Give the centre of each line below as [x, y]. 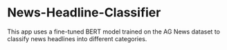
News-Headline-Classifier [84, 13]
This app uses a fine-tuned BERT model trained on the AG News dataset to [113, 32]
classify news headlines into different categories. [77, 38]
